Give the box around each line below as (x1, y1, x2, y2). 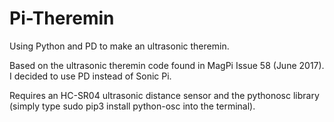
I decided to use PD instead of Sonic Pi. (9, 70, 172, 82)
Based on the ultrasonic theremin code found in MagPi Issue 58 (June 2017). (9, 59, 325, 71)
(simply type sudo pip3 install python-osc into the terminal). (9, 100, 256, 112)
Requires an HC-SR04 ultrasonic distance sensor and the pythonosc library (9, 89, 320, 101)
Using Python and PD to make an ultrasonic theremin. (9, 40, 230, 52)
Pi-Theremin (9, 7, 115, 30)
